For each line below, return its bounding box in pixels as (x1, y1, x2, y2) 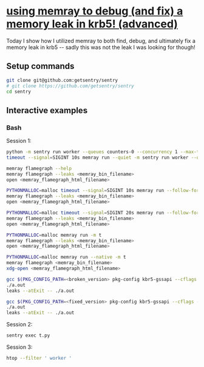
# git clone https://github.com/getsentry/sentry (6, 83, 135, 89)
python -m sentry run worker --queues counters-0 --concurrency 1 (6, 149, 178, 155)
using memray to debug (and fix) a (6, 4, 183, 18)
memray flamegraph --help (6, 165, 72, 171)
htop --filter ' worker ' (6, 355, 72, 362)
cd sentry (6, 88, 32, 94)
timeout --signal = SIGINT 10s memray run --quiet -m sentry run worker (6, 154, 189, 160)
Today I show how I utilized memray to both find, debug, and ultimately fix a (6, 37, 195, 44)
